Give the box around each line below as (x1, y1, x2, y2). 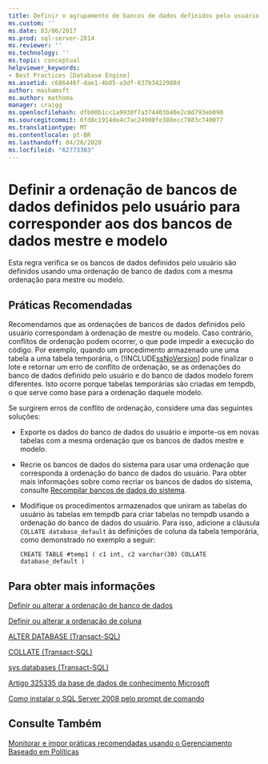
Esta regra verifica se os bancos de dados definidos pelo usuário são (8, 258, 237, 268)
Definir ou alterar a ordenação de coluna (8, 616, 142, 625)
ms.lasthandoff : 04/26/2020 (8, 138, 102, 147)
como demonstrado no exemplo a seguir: (19, 535, 156, 545)
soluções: (8, 412, 41, 422)
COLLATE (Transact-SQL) (8, 647, 94, 657)
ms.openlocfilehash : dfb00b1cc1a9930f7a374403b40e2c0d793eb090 (8, 109, 224, 117)
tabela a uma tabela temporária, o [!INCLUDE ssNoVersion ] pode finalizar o (8, 354, 254, 363)
